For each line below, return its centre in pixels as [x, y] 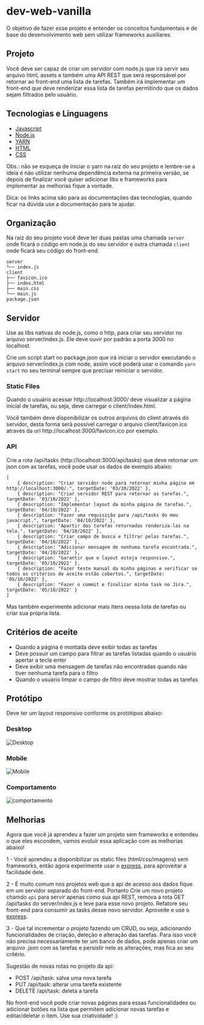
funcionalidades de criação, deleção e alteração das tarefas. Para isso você [101, 935]
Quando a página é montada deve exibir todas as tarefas [86, 647]
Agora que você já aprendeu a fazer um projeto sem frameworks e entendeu [102, 835]
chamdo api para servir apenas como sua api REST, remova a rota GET [95, 897]
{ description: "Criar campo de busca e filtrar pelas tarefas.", [103, 536]
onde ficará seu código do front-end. [53, 251]
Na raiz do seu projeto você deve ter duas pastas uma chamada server [95, 238]
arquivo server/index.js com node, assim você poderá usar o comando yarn [101, 364]
